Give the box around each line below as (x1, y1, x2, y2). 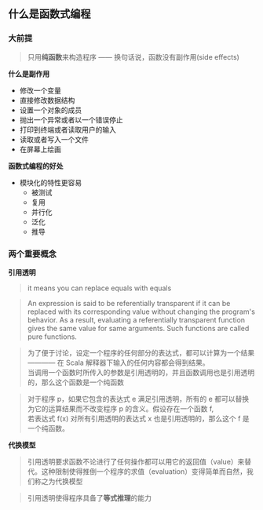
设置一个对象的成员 (19, 105, 82, 115)
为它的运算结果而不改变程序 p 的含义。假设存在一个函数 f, (27, 403, 214, 413)
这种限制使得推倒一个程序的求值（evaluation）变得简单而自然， (41, 466, 247, 476)
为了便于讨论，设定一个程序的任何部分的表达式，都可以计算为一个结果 (27, 348, 255, 357)
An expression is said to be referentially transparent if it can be (27, 298, 231, 308)
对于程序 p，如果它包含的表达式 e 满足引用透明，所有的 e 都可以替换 (27, 394, 250, 403)
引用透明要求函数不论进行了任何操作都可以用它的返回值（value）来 (27, 457, 245, 466)
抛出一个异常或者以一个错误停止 (19, 115, 123, 124)
